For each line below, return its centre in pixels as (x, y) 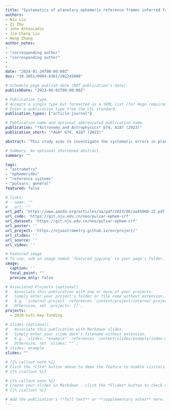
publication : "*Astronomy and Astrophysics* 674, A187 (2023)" (74, 128)
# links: (15, 197)
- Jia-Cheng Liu (22, 34)
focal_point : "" (27, 273)
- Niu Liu (16, 19)
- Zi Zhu (15, 24)
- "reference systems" (29, 179)
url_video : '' (20, 245)
